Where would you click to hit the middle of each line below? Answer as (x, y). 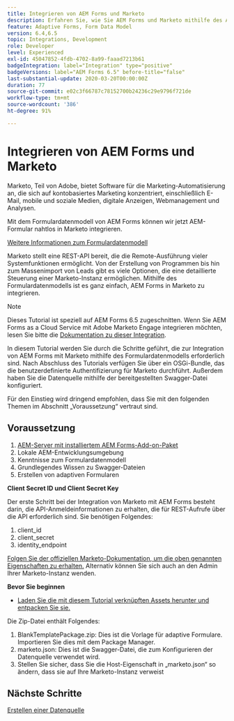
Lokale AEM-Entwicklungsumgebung (70, 452)
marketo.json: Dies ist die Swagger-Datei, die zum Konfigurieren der (115, 649)
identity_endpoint (42, 545)
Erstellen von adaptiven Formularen (68, 474)
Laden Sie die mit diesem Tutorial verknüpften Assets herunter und (113, 600)
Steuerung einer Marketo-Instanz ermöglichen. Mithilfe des (92, 278)
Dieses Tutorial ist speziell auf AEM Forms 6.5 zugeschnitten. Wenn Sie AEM (117, 320)
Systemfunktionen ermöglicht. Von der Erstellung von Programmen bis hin (114, 263)
